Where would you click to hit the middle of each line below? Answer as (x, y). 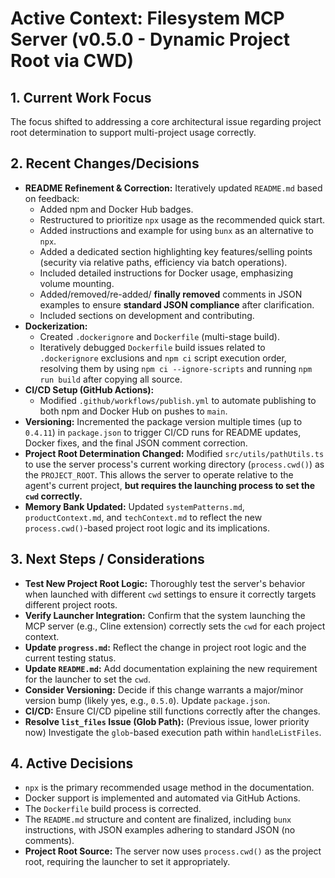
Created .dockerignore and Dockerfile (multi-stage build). (159, 336)
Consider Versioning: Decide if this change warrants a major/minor (164, 689)
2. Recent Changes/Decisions (105, 163)
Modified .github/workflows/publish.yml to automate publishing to (178, 400)
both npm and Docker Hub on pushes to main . (133, 411)
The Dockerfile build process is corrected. (113, 809)
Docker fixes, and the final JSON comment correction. (136, 443)
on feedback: (52, 198)
